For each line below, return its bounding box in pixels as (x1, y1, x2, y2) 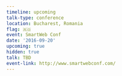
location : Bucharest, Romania (6, 20, 84, 26)
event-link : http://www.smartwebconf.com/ (6, 60, 116, 66)
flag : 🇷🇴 (6, 26, 32, 32)
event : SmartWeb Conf (6, 32, 62, 38)
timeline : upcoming (6, 9, 56, 15)
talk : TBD (6, 55, 32, 61)
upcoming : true (6, 44, 45, 50)
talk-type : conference (6, 15, 64, 21)
